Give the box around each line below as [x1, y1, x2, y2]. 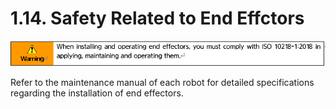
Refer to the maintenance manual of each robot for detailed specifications [10, 77, 315, 89]
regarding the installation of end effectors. [10, 87, 184, 99]
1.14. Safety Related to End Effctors [10, 7, 305, 30]
